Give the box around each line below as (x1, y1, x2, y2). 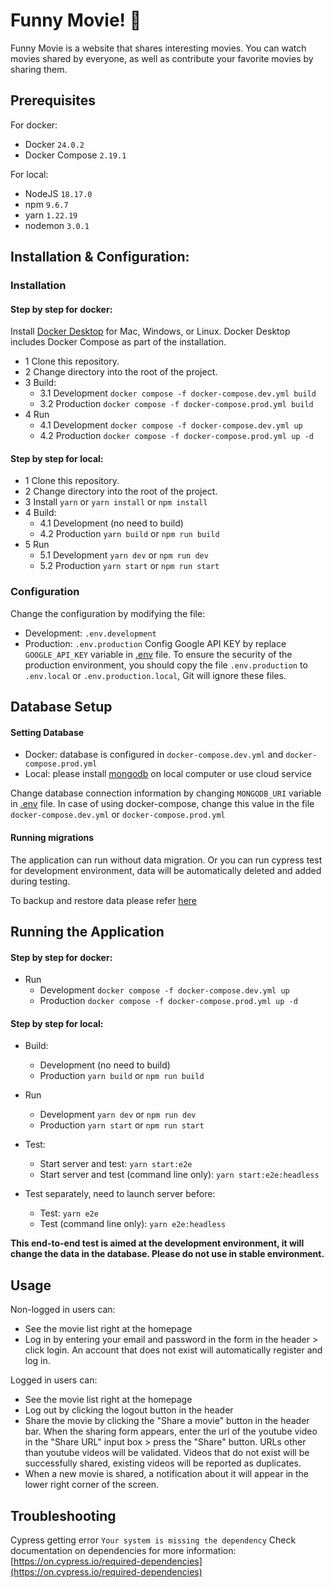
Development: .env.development (24, 627, 157, 639)
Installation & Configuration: (10, 249, 190, 266)
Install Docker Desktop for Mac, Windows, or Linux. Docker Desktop (10, 325, 291, 338)
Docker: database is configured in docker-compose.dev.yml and (24, 749, 284, 761)
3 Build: (24, 377, 57, 389)
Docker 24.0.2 (24, 138, 85, 150)
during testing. (10, 875, 71, 887)
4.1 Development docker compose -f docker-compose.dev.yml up (39, 419, 303, 431)
